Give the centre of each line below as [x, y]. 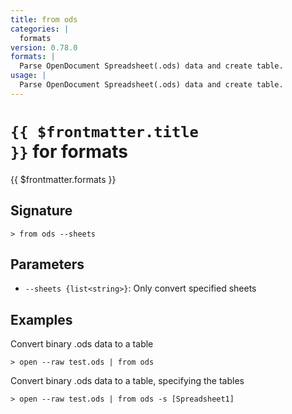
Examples [41, 319]
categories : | [40, 29]
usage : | [28, 76]
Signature [41, 211]
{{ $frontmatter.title [104, 131]
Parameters [47, 264]
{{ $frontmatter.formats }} [63, 179]
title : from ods [44, 19]
